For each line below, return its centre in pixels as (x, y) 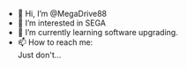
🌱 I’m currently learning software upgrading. (97, 32)
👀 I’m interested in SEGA (61, 23)
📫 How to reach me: (55, 42)
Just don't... (39, 55)
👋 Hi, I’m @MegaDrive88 (62, 14)
